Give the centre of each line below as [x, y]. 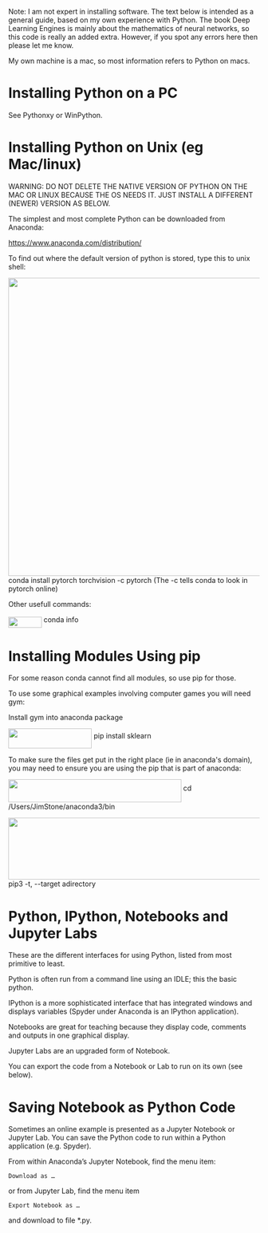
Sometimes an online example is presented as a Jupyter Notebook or [122, 1129]
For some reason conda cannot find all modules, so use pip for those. [122, 678]
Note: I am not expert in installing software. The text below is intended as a [131, 12]
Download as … [32, 1176]
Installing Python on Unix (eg [106, 148]
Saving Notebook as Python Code [122, 1107]
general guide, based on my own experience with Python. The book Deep [129, 20]
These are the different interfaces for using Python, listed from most [120, 955]
